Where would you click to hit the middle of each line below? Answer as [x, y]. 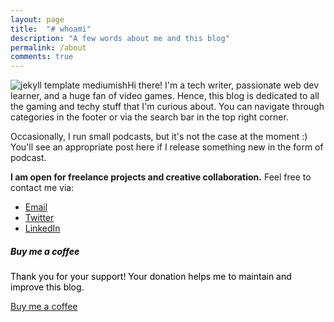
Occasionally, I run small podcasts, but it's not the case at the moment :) [159, 137]
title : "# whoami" [51, 29]
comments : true [42, 57]
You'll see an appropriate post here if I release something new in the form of [167, 147]
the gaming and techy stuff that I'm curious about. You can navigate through [167, 107]
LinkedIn [42, 228]
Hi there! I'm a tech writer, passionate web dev [223, 85]
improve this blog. [47, 287]
